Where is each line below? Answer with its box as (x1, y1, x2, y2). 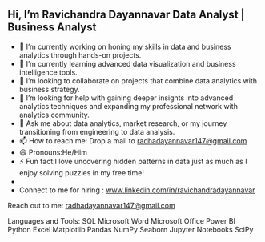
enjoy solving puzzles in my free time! (18, 167, 145, 177)
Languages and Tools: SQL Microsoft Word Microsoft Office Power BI (7, 216, 235, 225)
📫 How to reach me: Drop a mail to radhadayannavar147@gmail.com (18, 135, 247, 145)
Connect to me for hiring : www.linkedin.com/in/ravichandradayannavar (18, 185, 255, 195)
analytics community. (18, 110, 90, 119)
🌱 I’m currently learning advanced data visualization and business (18, 58, 237, 68)
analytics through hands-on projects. (18, 50, 142, 60)
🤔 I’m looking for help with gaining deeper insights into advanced (18, 93, 234, 103)
